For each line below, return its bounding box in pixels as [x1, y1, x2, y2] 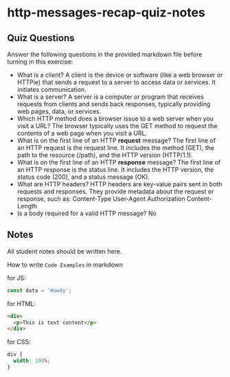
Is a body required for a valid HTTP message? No [16, 209, 157, 217]
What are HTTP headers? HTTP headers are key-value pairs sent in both [16, 180, 222, 188]
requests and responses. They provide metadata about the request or [16, 187, 214, 195]
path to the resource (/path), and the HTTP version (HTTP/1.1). [16, 151, 194, 159]
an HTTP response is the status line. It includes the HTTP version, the [16, 166, 214, 173]
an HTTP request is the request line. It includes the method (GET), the [16, 144, 215, 151]
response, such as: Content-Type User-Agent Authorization [16, 195, 185, 203]
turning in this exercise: [7, 58, 73, 66]
